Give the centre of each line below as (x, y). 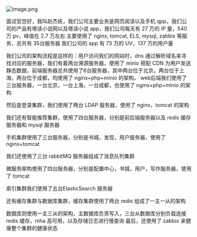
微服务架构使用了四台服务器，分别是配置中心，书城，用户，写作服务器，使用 (99, 168)
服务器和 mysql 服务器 (33, 125)
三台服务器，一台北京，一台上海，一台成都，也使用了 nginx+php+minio (93, 85)
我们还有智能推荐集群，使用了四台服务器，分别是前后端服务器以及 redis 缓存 (98, 117)
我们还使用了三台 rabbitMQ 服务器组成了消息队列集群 (71, 156)
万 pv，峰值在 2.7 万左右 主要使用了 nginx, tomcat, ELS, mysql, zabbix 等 (94, 36)
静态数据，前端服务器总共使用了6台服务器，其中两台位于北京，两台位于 (93, 70)
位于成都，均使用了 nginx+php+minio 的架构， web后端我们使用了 (106, 78)
